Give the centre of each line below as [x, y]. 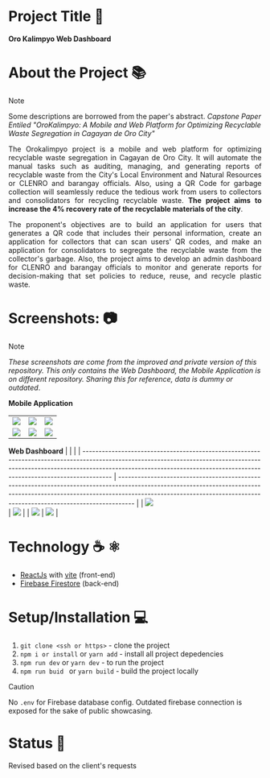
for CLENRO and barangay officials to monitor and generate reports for [135, 267]
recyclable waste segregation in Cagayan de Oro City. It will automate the [135, 157]
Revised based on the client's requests [72, 765]
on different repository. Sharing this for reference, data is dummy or [121, 379]
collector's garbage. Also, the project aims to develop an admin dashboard [135, 259]
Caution [21, 686]
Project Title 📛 [56, 17]
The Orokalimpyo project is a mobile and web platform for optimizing [135, 149]
